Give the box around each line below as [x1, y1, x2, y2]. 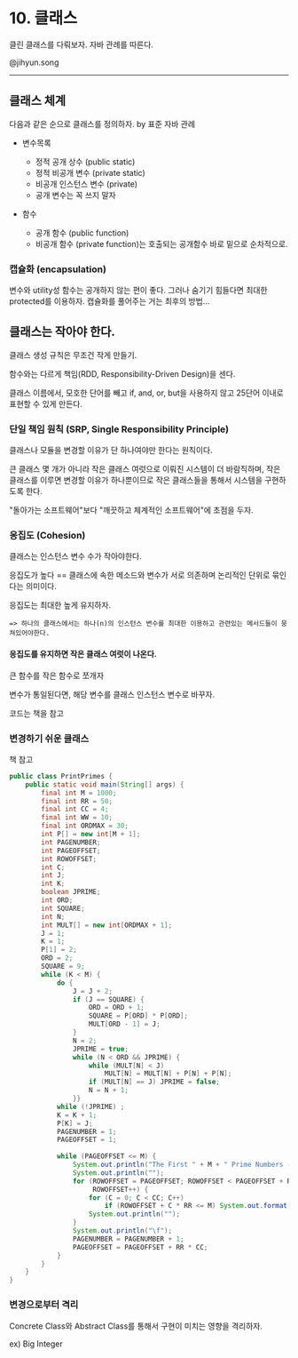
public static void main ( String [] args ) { [25, 779, 184, 789]
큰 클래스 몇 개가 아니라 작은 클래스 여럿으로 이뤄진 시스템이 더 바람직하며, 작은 [9, 464, 281, 475]
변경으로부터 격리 [9, 1298, 79, 1311]
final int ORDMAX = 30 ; [41, 821, 129, 831]
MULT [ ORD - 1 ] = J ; [88, 1019, 161, 1029]
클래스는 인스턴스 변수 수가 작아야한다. [9, 551, 142, 562]
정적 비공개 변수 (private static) [35, 167, 146, 178]
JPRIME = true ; [72, 1044, 129, 1053]
